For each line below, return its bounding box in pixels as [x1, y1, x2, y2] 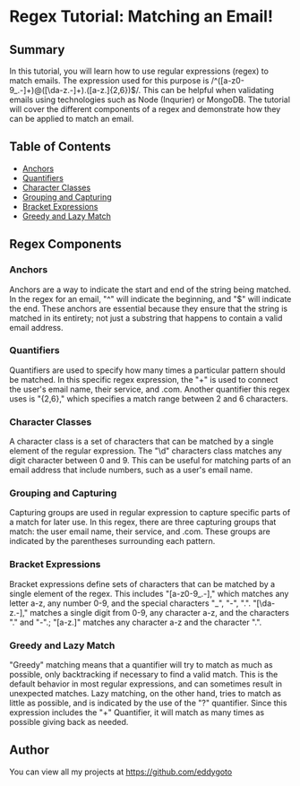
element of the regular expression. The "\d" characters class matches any [9, 445, 282, 456]
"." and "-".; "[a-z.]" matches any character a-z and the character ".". [9, 617, 262, 627]
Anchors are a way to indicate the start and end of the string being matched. [9, 284, 291, 295]
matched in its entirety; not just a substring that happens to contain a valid [9, 312, 283, 324]
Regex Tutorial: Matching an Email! [9, 6, 273, 27]
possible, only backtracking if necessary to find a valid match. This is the [9, 669, 279, 679]
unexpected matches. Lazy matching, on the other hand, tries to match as [9, 687, 282, 698]
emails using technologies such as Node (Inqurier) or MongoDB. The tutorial [9, 94, 291, 105]
